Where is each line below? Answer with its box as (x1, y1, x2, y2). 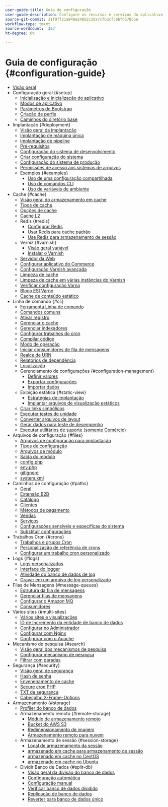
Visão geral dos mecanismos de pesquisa (20, 646, 107, 652)
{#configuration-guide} (5, 68, 106, 79)
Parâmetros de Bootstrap (20, 105, 72, 111)
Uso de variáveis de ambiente (27, 186, 90, 192)
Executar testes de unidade (20, 411, 77, 417)
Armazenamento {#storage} (12, 700, 71, 706)
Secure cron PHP (20, 684, 56, 690)
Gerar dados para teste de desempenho (20, 421, 103, 427)
